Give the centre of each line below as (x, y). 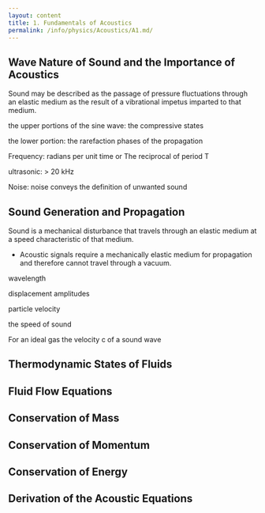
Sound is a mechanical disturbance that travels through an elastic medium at (132, 231)
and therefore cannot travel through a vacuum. (95, 263)
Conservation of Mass (64, 419)
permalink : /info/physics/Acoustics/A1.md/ (81, 30)
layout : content (35, 15)
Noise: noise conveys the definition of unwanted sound (98, 187)
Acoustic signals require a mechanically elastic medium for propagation (136, 255)
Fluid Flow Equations (60, 391)
